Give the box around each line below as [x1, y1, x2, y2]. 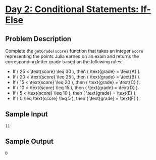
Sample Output [5, 137, 54, 146]
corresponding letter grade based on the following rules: [5, 59, 123, 64]
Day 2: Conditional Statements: [5, 4, 139, 15]
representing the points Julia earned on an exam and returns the [5, 53, 139, 59]
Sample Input [5, 110, 48, 118]
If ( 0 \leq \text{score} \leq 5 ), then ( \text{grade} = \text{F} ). [12, 95, 140, 101]
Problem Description [5, 34, 72, 43]
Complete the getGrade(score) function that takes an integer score [5, 48, 143, 54]
